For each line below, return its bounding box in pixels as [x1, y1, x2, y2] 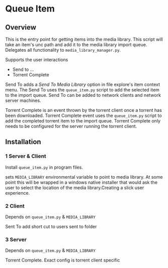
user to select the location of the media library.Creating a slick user [5, 184, 144, 191]
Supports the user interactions [5, 57, 68, 63]
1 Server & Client [5, 153, 46, 160]
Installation [5, 138, 41, 146]
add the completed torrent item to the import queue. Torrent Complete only [5, 118, 161, 123]
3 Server [5, 236, 27, 243]
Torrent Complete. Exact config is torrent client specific [5, 257, 120, 263]
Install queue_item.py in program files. [5, 164, 83, 170]
